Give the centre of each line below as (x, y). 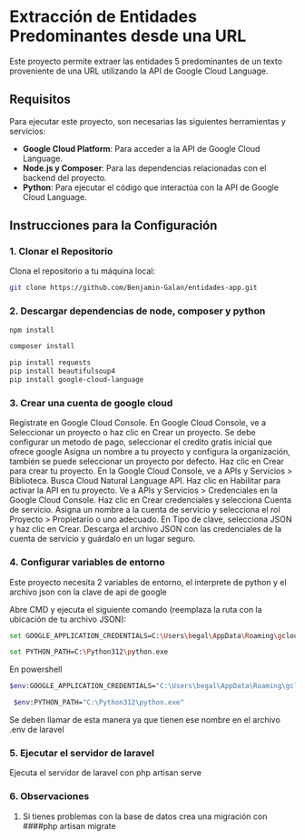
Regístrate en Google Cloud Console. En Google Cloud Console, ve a (138, 423)
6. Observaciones (49, 796)
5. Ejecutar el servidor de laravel (82, 753)
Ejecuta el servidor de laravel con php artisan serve (106, 773)
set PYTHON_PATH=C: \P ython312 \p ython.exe (89, 652)
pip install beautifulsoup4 (63, 371)
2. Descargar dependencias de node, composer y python (138, 311)
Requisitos (40, 100)
